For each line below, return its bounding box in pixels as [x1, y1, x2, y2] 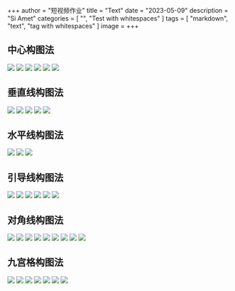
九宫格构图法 [7, 256, 64, 268]
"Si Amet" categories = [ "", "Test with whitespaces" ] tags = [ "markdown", [7, 14, 229, 23]
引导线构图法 [7, 171, 64, 183]
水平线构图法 [7, 129, 64, 141]
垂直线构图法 [7, 87, 64, 99]
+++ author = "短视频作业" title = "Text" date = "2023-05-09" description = [7, 6, 229, 14]
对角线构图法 [7, 214, 64, 226]
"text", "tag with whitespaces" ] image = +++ [7, 22, 139, 30]
